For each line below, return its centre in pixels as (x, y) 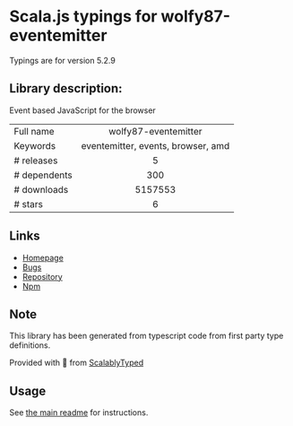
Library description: (66, 88)
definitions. (30, 345)
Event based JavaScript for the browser (83, 110)
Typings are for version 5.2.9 (63, 60)
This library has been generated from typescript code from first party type (146, 336)
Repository (42, 276)
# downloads (41, 189)
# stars (28, 204)
